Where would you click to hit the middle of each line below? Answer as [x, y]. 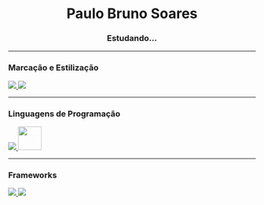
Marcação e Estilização [53, 68]
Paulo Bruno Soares [132, 14]
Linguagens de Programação [64, 113]
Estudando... [132, 38]
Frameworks [33, 175]
